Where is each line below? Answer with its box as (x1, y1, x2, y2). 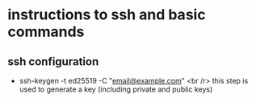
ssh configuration (7, 55, 99, 68)
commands (7, 22, 85, 41)
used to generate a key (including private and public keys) (19, 84, 213, 94)
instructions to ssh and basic (7, 6, 207, 24)
